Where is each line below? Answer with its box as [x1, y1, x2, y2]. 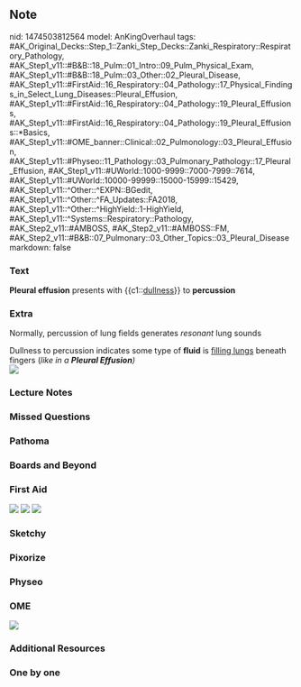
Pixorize [9, 552, 47, 564]
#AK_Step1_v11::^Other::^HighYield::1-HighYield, [9, 203, 185, 215]
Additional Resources [9, 642, 105, 655]
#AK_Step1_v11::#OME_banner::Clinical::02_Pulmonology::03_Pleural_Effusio [9, 136, 293, 147]
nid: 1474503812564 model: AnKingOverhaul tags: [9, 31, 196, 41]
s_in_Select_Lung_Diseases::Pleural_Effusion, [9, 88, 178, 99]
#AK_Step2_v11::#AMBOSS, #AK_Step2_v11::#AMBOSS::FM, [9, 223, 230, 234]
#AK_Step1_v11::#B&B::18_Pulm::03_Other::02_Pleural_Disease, [9, 69, 242, 80]
